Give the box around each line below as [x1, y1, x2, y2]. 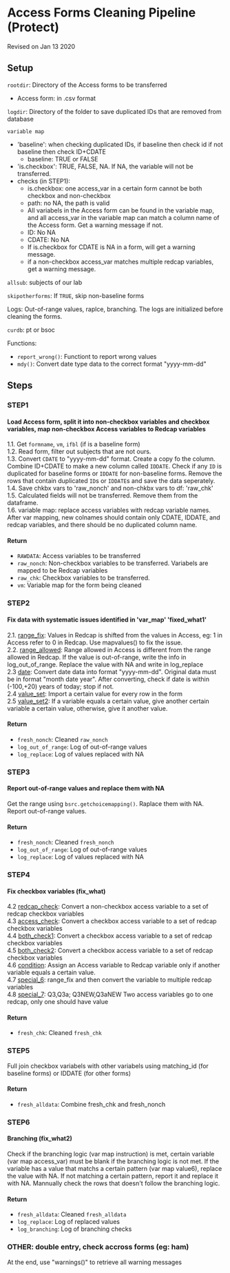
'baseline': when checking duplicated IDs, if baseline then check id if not [17, 140, 223, 148]
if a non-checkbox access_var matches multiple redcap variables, [27, 257, 214, 266]
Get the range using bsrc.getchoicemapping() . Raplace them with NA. [7, 799, 205, 808]
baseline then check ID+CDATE [17, 147, 107, 156]
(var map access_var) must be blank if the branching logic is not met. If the [7, 1157, 219, 1165]
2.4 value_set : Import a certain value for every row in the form [7, 689, 182, 698]
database [7, 115, 34, 123]
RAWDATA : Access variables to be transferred [17, 552, 141, 560]
